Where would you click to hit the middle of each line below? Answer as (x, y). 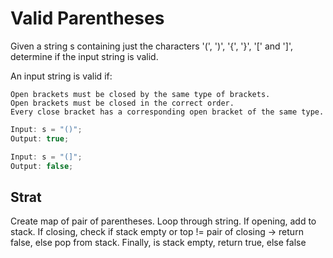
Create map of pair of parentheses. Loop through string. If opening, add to (163, 221)
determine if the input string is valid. (84, 56)
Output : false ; (42, 166)
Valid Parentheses (87, 18)
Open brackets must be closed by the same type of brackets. (140, 94)
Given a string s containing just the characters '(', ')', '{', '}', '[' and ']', (151, 46)
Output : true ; (40, 138)
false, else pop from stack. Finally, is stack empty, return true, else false (158, 243)
